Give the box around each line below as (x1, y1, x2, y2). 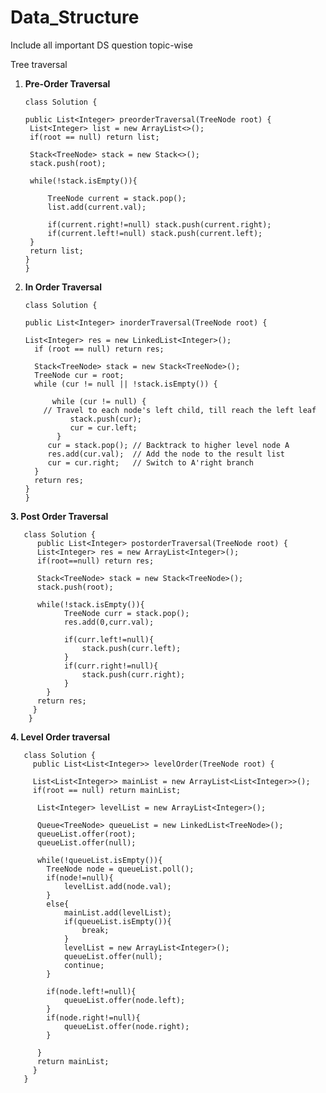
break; (81, 925, 110, 935)
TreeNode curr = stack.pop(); (63, 608, 190, 618)
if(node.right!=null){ (46, 1012, 141, 1023)
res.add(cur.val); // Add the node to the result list (47, 449, 286, 459)
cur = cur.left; (69, 422, 138, 433)
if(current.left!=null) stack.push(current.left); (47, 228, 263, 238)
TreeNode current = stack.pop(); (47, 193, 187, 203)
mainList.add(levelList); (63, 907, 172, 918)
